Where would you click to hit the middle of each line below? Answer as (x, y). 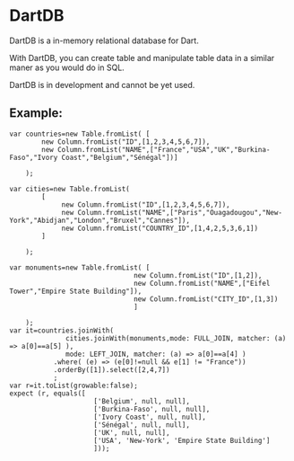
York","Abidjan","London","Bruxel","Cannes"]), (100, 220)
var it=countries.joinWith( (62, 330)
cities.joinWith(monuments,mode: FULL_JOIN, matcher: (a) (176, 338)
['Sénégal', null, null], (142, 425)
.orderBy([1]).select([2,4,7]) (112, 369)
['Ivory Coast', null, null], (150, 417)
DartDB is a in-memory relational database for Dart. (104, 40)
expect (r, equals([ (48, 393)
